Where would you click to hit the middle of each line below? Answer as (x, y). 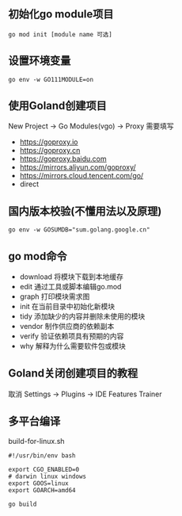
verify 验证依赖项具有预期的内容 (72, 336)
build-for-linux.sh (36, 441)
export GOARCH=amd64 (42, 490)
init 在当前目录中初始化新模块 (67, 307)
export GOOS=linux (38, 483)
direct (29, 184)
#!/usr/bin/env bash (42, 455)
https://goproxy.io (49, 142)
